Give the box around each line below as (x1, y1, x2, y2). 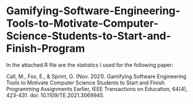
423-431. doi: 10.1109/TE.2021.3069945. (6, 92, 105, 99)
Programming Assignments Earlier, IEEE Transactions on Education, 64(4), (6, 85, 188, 92)
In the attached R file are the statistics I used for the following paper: (6, 61, 174, 69)
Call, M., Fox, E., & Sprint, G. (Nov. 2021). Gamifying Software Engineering (6, 73, 186, 80)
